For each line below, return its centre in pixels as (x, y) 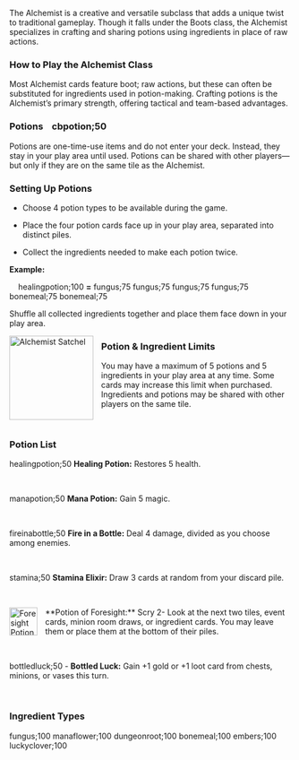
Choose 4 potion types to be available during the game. (125, 207)
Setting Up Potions (51, 188)
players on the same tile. (146, 404)
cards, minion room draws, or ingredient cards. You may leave (160, 622)
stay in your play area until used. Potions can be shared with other (131, 155)
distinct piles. (47, 234)
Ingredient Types (47, 716)
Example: (27, 269)
